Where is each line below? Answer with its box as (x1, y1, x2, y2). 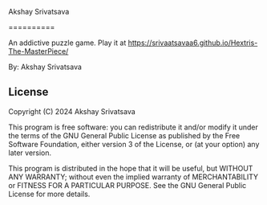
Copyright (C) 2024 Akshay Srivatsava (8, 106, 136, 116)
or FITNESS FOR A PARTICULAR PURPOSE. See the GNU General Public (8, 180, 247, 190)
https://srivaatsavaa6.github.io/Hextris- (127, 38, 258, 47)
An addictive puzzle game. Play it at (8, 38, 127, 47)
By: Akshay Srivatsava (8, 62, 83, 72)
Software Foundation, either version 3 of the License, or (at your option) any (8, 139, 260, 149)
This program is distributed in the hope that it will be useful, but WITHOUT (8, 163, 253, 173)
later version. (8, 148, 52, 158)
